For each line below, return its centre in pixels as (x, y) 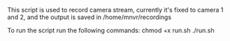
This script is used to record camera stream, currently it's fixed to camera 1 (115, 10)
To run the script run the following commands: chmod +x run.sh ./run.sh (111, 30)
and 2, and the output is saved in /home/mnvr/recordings (89, 17)
